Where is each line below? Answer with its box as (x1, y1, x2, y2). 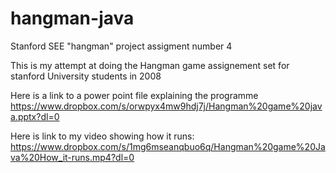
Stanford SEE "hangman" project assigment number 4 (10, 40, 233, 52)
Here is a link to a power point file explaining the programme (10, 89, 259, 101)
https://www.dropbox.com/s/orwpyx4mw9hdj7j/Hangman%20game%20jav (10, 100, 323, 112)
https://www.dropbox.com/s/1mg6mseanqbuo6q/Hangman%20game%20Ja (10, 140, 326, 152)
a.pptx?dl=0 (10, 110, 60, 122)
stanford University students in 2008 (10, 70, 162, 82)
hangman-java (10, 7, 135, 30)
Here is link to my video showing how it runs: (10, 130, 195, 142)
